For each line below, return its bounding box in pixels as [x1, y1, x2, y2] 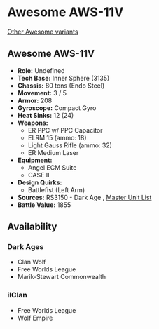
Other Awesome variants [7, 27, 78, 36]
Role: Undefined [17, 66, 65, 74]
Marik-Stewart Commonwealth [17, 273, 106, 281]
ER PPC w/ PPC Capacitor [27, 126, 103, 134]
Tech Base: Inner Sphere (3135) [17, 74, 110, 82]
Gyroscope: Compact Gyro [17, 103, 97, 112]
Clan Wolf [17, 257, 46, 267]
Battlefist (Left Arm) [27, 185, 85, 194]
